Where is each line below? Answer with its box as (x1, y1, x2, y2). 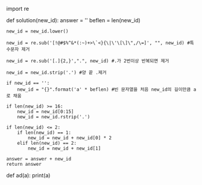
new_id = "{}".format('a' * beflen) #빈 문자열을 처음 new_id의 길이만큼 (17, 86, 191, 92)
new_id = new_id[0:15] (17, 109, 74, 115)
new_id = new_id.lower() (6, 28, 69, 34)
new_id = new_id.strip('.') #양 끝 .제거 (6, 70, 107, 76)
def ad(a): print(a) (6, 172, 51, 179)
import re (6, 5, 29, 12)
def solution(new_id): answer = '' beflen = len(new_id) (6, 17, 140, 23)
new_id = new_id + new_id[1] (28, 145, 101, 151)
